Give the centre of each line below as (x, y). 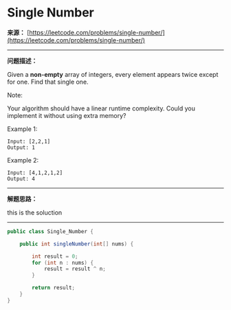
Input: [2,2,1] (29, 141)
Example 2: (23, 160)
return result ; (54, 288)
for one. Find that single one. (48, 82)
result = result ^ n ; (75, 269)
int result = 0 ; (55, 256)
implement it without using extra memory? (67, 115)
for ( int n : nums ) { (63, 263)
